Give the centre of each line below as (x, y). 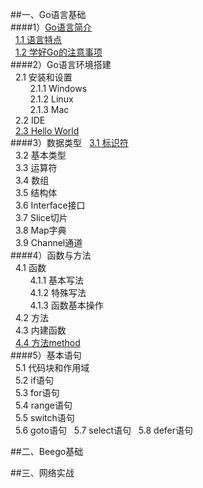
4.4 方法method (47, 342)
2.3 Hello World (47, 131)
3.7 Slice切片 (41, 217)
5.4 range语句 (43, 405)
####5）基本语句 (46, 355)
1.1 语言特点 (38, 39)
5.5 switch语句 (44, 417)
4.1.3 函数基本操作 (66, 305)
